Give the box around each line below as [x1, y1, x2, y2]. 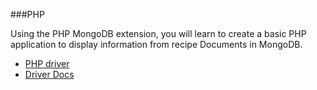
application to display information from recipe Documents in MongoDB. [10, 39, 303, 50]
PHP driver [24, 58, 70, 69]
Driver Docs [24, 69, 75, 80]
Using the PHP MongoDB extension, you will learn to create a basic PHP [10, 28, 307, 39]
